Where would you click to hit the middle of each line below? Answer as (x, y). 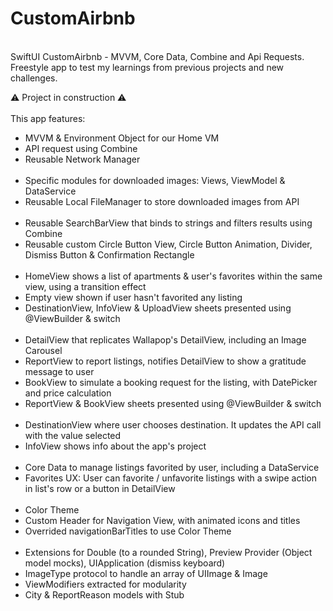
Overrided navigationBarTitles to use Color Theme (128, 531)
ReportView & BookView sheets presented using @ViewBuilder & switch (173, 403)
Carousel (43, 350)
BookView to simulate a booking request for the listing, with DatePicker (171, 382)
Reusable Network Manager (82, 159)
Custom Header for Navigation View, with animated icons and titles (162, 520)
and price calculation (68, 393)
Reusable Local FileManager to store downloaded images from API (162, 201)
